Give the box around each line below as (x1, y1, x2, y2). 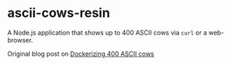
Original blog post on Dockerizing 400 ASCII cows (7, 49, 155, 58)
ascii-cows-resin (7, 5, 110, 21)
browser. (7, 35, 33, 44)
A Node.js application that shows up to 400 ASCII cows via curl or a (7, 28, 208, 37)
